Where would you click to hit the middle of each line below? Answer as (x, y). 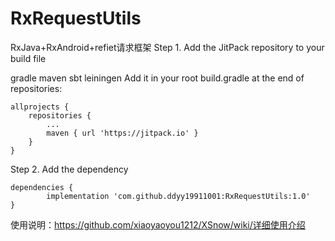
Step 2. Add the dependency (69, 169)
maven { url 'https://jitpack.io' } (122, 133)
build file (28, 58)
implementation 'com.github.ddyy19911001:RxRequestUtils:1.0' (178, 196)
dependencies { (42, 187)
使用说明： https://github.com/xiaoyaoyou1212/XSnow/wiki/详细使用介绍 (158, 224)
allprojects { (40, 107)
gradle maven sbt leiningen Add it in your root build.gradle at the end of (157, 78)
